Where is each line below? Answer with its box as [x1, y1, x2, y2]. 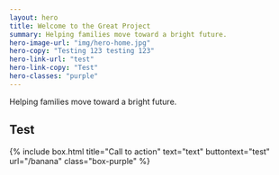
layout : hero [9, 13, 58, 22]
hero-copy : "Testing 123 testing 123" [9, 47, 155, 56]
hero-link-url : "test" [9, 55, 94, 64]
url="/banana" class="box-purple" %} [9, 155, 150, 166]
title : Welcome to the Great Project [9, 22, 151, 31]
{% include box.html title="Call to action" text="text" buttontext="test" [9, 145, 270, 157]
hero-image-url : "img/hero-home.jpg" [9, 38, 151, 48]
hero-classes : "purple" [9, 72, 99, 81]
